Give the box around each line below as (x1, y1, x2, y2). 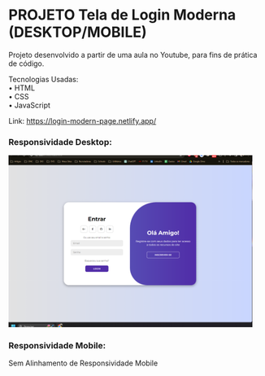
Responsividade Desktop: (8, 136, 112, 147)
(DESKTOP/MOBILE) (8, 23, 148, 42)
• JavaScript (8, 100, 51, 110)
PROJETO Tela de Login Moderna (8, 6, 237, 24)
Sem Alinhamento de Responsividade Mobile (8, 358, 159, 368)
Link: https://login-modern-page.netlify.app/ (8, 116, 157, 125)
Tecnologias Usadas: (8, 74, 79, 84)
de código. (8, 59, 45, 68)
